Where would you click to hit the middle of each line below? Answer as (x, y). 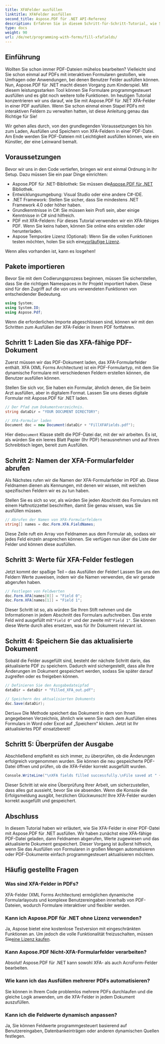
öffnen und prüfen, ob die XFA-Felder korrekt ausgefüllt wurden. (82, 767)
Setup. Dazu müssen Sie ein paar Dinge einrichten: (56, 174)
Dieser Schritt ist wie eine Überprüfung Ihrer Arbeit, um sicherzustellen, (78, 785)
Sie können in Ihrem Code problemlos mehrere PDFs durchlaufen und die (79, 991)
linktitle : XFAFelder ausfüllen (38, 14)
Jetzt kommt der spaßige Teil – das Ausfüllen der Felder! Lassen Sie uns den (82, 572)
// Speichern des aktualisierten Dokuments (50, 699)
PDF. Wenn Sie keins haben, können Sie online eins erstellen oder (79, 226)
